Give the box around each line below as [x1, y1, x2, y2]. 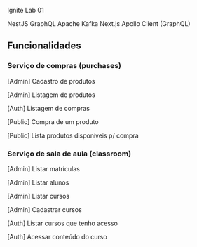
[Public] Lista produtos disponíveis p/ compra [7, 131, 139, 140]
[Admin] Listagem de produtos [7, 91, 96, 99]
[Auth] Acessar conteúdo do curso [7, 232, 107, 241]
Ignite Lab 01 [7, 6, 44, 14]
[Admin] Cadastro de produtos [7, 76, 95, 85]
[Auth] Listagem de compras [7, 104, 90, 112]
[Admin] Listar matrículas [7, 164, 81, 173]
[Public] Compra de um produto [7, 117, 100, 126]
